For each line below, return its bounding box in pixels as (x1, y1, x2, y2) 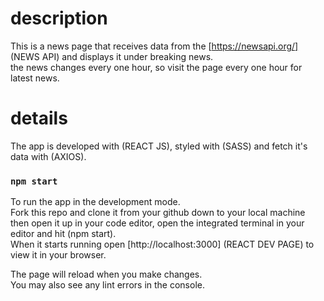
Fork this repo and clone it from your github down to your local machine (10, 207, 306, 219)
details (10, 107, 68, 130)
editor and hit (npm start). (10, 228, 117, 240)
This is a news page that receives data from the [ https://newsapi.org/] (10, 40, 299, 52)
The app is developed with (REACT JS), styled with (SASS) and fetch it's (10, 140, 308, 152)
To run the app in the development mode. (10, 196, 181, 208)
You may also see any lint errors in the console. (10, 279, 205, 291)
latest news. (10, 72, 60, 84)
